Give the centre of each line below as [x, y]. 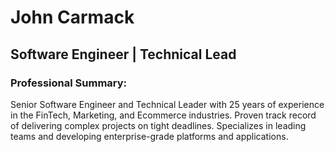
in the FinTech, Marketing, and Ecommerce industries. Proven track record [163, 115]
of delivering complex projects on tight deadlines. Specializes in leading [158, 125]
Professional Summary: [69, 83]
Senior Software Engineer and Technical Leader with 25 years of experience [167, 104]
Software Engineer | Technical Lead [123, 54]
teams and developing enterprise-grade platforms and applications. [149, 136]
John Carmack [72, 17]
